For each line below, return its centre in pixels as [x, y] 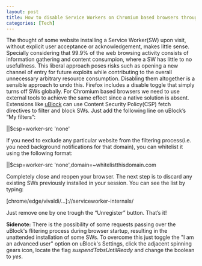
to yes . [14, 256]
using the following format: [39, 153]
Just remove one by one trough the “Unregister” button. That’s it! [87, 213]
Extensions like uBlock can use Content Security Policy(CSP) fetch [89, 104]
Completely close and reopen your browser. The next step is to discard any [99, 177]
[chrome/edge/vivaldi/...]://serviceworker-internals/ [70, 201]
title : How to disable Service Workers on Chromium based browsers [93, 17]
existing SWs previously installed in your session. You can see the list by [96, 183]
